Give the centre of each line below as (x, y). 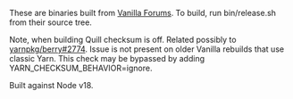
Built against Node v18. (51, 85)
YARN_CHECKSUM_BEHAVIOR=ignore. (81, 68)
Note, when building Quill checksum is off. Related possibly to (123, 40)
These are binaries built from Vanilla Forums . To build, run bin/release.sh (143, 13)
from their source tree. (50, 22)
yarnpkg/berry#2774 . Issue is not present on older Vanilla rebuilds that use (146, 49)
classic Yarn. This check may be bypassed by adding (107, 58)
